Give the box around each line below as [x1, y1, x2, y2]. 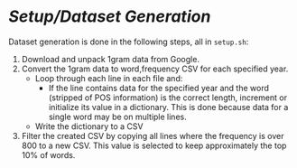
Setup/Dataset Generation [8, 6, 211, 27]
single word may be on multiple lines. [48, 111, 187, 122]
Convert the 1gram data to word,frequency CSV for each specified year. [21, 63, 289, 74]
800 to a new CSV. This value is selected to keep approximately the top [21, 140, 287, 151]
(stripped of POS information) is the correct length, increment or [48, 92, 288, 103]
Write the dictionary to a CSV [34, 120, 144, 132]
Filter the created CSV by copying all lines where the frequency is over [21, 130, 284, 141]
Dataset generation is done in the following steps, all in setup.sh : [8, 36, 249, 47]
